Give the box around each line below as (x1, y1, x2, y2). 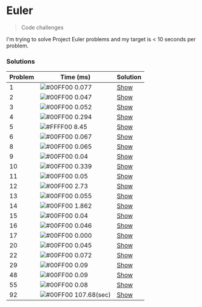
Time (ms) (60, 73, 91, 81)
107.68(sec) (74, 291, 111, 299)
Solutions (6, 57, 35, 66)
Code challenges (21, 24, 64, 31)
